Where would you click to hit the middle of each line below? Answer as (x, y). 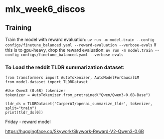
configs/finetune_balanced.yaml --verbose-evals (72, 55)
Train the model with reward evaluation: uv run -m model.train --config (80, 39)
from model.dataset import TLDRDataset (47, 82)
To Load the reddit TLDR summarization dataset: (65, 67)
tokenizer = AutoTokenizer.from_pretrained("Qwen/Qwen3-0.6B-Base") (78, 95)
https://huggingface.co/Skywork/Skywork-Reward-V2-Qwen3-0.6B (75, 132)
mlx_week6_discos (45, 9)
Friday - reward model (28, 122)
